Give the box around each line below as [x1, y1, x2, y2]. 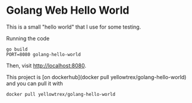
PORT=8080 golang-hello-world [6, 51, 81, 57]
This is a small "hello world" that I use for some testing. [6, 23, 141, 30]
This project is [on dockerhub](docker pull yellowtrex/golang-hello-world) [6, 73, 187, 80]
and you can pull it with [6, 80, 64, 87]
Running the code [6, 35, 50, 42]
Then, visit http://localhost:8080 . [6, 62, 86, 69]
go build [6, 46, 28, 52]
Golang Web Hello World [6, 4, 130, 17]
